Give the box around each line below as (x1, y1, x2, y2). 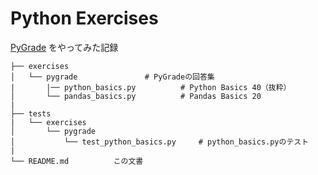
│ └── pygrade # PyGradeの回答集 (10, 72, 215, 82)
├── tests (10, 108, 52, 119)
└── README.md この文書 (10, 156, 144, 166)
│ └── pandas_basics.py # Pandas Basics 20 (10, 91, 262, 101)
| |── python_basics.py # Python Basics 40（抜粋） (10, 82, 292, 92)
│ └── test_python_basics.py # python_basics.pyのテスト (10, 137, 310, 147)
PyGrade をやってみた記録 (10, 41, 119, 53)
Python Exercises (10, 7, 159, 30)
